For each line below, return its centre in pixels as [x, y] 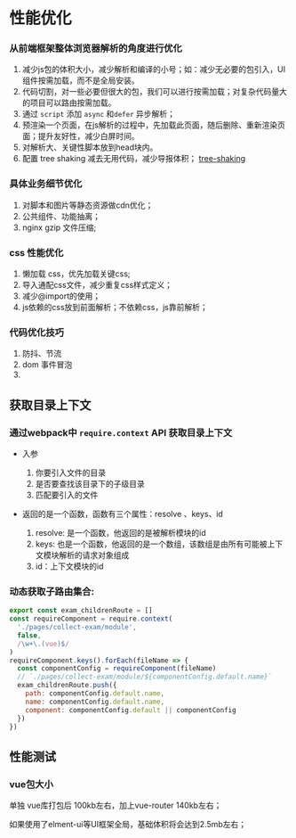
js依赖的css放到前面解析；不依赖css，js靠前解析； [115, 308]
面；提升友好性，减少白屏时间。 [80, 136]
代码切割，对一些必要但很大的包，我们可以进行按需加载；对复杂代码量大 [154, 92]
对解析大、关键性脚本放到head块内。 [90, 147]
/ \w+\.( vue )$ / [43, 644]
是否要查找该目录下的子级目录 [90, 484]
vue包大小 [31, 784]
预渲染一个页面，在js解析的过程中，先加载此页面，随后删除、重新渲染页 [154, 125]
